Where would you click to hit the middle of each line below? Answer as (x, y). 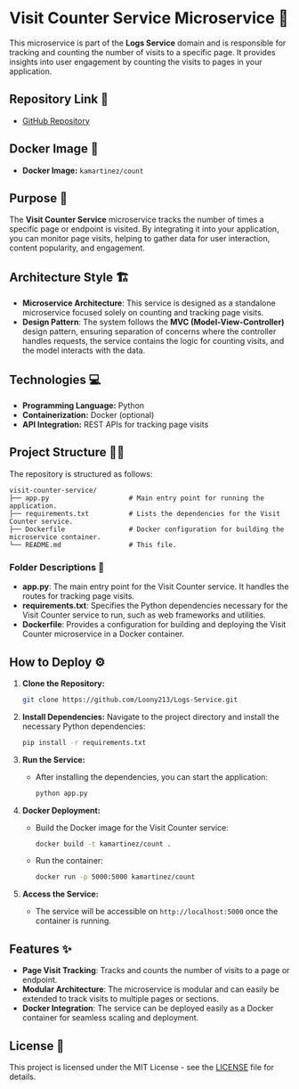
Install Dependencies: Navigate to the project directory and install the (151, 716)
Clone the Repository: (63, 683)
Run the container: (69, 861)
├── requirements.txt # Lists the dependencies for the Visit (145, 513)
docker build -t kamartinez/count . (103, 844)
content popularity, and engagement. (77, 248)
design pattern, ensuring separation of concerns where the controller (149, 332)
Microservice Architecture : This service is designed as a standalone (149, 303)
